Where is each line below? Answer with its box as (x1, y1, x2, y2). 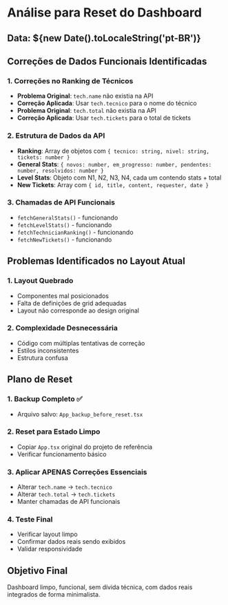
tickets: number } (17, 153, 70, 161)
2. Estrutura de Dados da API (7, 131, 105, 140)
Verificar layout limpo (17, 530, 78, 538)
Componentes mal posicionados (17, 291, 109, 300)
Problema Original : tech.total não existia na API (17, 107, 157, 115)
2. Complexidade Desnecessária (7, 323, 118, 333)
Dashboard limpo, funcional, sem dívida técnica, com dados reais (7, 583, 193, 591)
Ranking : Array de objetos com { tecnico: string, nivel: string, (17, 147, 210, 155)
